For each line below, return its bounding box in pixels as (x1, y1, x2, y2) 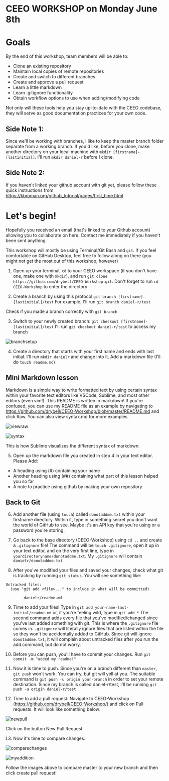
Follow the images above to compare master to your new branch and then (6, 764, 158, 771)
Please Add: (13, 458, 38, 464)
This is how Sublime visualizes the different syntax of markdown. (6, 442, 140, 449)
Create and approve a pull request (13, 79, 84, 85)
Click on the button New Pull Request (6, 726, 83, 732)
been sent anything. (6, 237, 47, 244)
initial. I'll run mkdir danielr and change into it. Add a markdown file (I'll (13, 354, 161, 360)
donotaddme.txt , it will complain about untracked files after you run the (13, 636, 158, 642)
